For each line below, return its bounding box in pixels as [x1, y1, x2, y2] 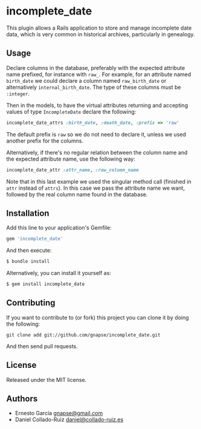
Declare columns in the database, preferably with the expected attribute [6, 64, 185, 71]
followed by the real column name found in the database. [6, 190, 148, 198]
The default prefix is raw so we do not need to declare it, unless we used [6, 131, 187, 138]
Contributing [6, 298, 56, 308]
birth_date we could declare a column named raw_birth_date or [6, 77, 167, 84]
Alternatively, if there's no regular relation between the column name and [6, 149, 188, 156]
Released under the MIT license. [6, 376, 87, 383]
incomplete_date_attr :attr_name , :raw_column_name [6, 167, 139, 173]
